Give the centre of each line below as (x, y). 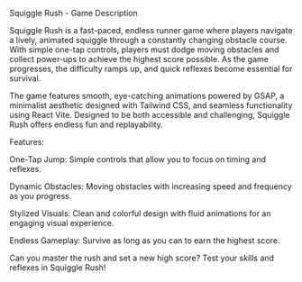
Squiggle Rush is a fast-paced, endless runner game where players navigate (151, 30)
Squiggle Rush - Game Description (73, 13)
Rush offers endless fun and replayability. (87, 124)
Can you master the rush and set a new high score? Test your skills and (142, 258)
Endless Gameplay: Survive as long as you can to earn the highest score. (145, 241)
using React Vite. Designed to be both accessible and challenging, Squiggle (150, 115)
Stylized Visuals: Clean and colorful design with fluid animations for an (140, 214)
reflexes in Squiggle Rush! (58, 268)
